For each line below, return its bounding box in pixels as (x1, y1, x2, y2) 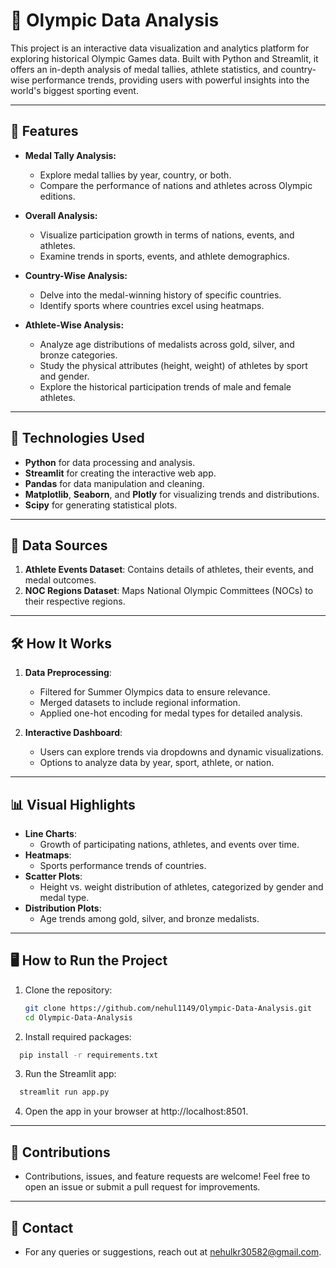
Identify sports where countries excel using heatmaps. (39, 299, 265, 311)
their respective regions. (24, 595, 126, 608)
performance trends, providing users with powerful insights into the (31, 74, 310, 86)
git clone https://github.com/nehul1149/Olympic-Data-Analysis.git (24, 1003, 312, 1013)
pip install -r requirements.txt (19, 1050, 159, 1060)
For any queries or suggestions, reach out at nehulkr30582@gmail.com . (24, 1245, 322, 1258)
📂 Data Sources (10, 537, 108, 554)
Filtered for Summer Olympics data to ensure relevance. (39, 686, 271, 698)
